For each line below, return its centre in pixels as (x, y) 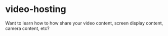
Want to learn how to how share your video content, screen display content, (84, 23)
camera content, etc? (27, 28)
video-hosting (36, 9)
